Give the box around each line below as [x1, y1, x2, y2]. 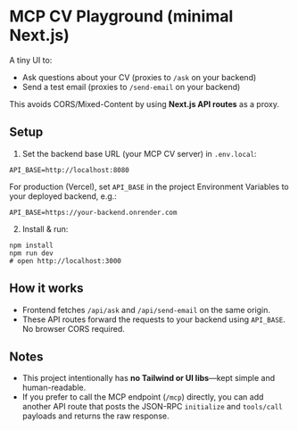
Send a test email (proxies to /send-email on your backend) [21, 81, 241, 92]
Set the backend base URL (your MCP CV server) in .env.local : [21, 148, 257, 159]
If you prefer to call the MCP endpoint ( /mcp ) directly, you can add [21, 392, 264, 402]
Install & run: [21, 223, 69, 234]
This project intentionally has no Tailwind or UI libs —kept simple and [21, 373, 276, 384]
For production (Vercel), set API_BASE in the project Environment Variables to [9, 181, 289, 192]
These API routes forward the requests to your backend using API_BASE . [21, 314, 286, 325]
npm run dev [9, 248, 54, 258]
